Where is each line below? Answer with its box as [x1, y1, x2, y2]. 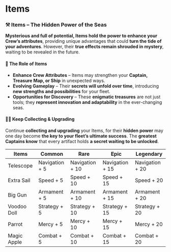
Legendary [135, 150, 163, 157]
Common [40, 150, 64, 157]
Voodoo [8, 203, 27, 210]
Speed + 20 [134, 177, 163, 184]
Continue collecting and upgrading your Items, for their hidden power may [5, 127, 164, 133]
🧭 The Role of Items [5, 61, 47, 67]
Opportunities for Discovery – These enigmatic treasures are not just [12, 94, 161, 100]
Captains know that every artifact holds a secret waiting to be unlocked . [5, 138, 159, 144]
